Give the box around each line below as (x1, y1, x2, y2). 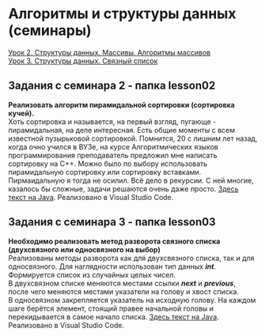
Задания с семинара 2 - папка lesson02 (8, 79, 216, 92)
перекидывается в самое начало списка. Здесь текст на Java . (8, 311, 219, 321)
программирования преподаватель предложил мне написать (8, 150, 218, 160)
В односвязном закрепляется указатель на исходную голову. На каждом (8, 295, 256, 304)
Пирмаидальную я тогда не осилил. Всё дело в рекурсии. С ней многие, (8, 176, 255, 185)
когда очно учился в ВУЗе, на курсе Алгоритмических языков (8, 142, 219, 151)
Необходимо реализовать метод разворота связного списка (8, 236, 221, 246)
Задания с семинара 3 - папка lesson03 (8, 215, 216, 229)
